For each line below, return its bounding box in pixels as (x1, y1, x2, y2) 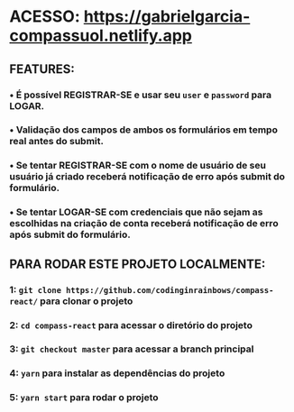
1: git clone (9, 283, 61, 296)
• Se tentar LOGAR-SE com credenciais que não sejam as (9, 206, 263, 218)
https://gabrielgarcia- (83, 6, 251, 27)
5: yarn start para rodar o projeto (9, 391, 160, 404)
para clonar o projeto (40, 295, 133, 307)
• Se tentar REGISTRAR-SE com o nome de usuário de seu (9, 160, 266, 172)
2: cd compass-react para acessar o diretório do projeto (9, 318, 253, 331)
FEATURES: (9, 61, 75, 77)
